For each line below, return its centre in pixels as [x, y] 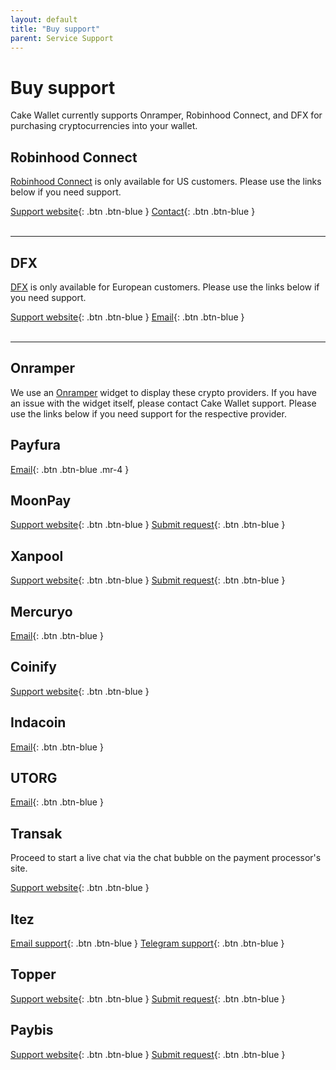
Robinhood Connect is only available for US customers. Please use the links [166, 182]
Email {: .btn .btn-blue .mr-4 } [70, 469]
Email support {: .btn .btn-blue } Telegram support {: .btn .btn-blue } [147, 943]
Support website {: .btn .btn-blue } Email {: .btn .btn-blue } [127, 317]
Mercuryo [41, 611]
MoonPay [41, 500]
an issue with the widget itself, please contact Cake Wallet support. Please [163, 403]
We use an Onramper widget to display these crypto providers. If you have [163, 392]
